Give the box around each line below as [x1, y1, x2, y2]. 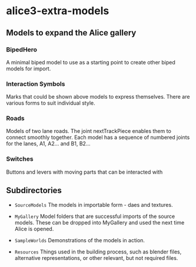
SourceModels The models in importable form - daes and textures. [14, 201, 173, 208]
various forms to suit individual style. [6, 99, 95, 107]
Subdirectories [6, 185, 62, 196]
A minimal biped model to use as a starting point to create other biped [6, 58, 175, 66]
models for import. [6, 65, 51, 72]
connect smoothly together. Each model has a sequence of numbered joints [6, 134, 190, 141]
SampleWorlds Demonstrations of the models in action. [14, 236, 145, 243]
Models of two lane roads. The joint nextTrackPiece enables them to [6, 128, 172, 135]
